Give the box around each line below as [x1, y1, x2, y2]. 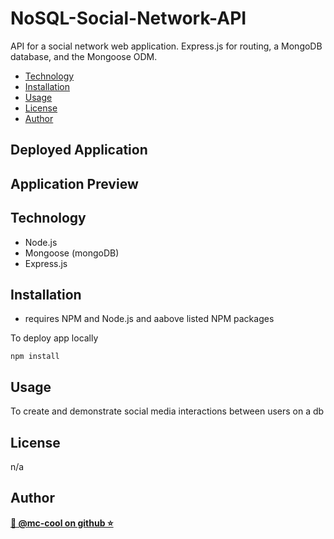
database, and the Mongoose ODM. [10, 50, 158, 62]
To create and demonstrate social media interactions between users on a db [10, 405, 325, 417]
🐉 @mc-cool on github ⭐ [10, 517, 114, 529]
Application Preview [10, 175, 139, 192]
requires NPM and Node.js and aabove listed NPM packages [24, 313, 275, 325]
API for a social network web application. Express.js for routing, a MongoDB [10, 40, 323, 52]
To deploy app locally [10, 332, 99, 344]
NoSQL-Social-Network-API [10, 7, 247, 30]
